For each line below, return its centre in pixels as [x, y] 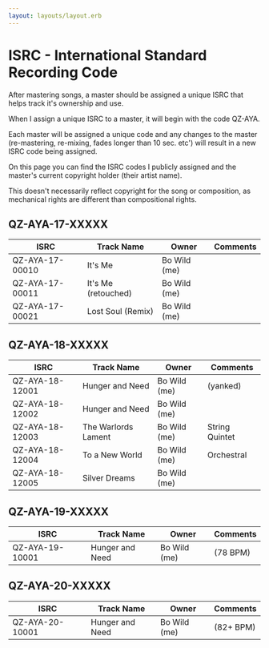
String [219, 427]
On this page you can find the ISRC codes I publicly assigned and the [122, 167]
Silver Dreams [109, 478]
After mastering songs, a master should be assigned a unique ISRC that [126, 95]
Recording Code [63, 72]
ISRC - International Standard [108, 55]
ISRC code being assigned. [53, 151]
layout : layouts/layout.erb [55, 16]
